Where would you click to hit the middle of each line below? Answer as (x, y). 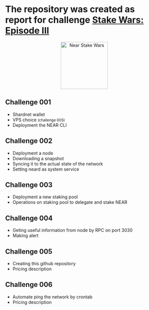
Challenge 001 (28, 102)
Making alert (25, 236)
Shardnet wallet (29, 114)
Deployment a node (33, 153)
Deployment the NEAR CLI (39, 125)
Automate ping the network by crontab (52, 297)
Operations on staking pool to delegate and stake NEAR (70, 202)
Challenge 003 (29, 185)
